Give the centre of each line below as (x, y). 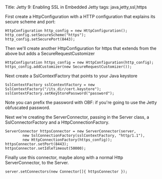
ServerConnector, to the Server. (37, 163)
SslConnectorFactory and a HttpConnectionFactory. (57, 122)
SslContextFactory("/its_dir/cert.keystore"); (53, 89)
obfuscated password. (28, 108)
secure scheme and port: (30, 22)
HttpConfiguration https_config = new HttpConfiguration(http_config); (79, 63)
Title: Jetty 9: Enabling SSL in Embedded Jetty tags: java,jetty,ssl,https (76, 7)
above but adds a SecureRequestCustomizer (50, 54)
